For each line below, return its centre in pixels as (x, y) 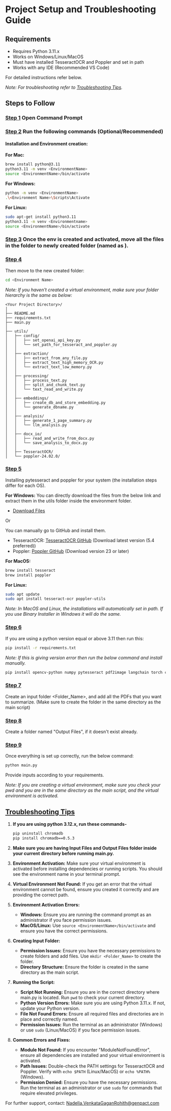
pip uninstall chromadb (38, 833)
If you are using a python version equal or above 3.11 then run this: (75, 638)
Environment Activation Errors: (46, 904)
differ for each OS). (25, 485)
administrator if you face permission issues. (66, 920)
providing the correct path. (41, 895)
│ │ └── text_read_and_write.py (44, 389)
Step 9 (13, 745)
